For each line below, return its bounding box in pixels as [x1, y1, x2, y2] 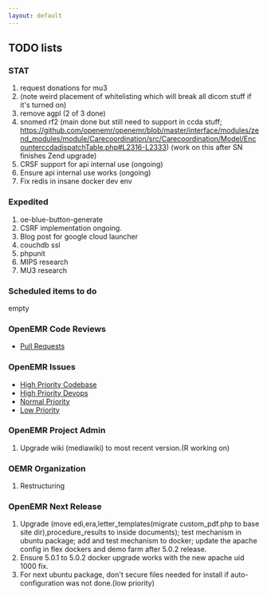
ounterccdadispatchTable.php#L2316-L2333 [19, 143, 167, 152]
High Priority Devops [19, 388, 88, 397]
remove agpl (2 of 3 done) [19, 109, 106, 118]
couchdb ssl [19, 240, 61, 250]
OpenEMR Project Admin [8, 424, 106, 436]
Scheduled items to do [8, 285, 97, 296]
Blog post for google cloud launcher [19, 231, 139, 241]
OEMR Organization [8, 463, 86, 474]
